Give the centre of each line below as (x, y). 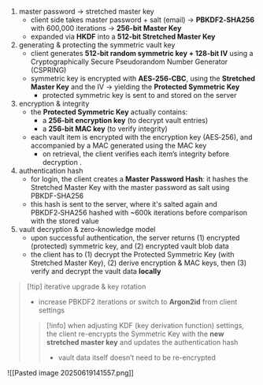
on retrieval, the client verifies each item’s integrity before (136, 154)
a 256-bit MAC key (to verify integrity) (105, 129)
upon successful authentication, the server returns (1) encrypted (135, 237)
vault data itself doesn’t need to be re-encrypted (137, 357)
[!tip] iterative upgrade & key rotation (86, 286)
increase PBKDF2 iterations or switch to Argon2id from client (138, 302)
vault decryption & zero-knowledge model (87, 229)
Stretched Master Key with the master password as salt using (130, 187)
